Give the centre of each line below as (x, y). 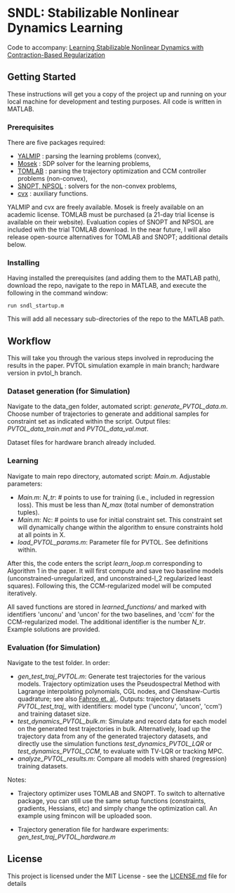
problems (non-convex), (52, 179)
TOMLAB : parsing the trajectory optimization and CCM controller (112, 171)
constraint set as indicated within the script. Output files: (89, 422)
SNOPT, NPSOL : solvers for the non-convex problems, (97, 186)
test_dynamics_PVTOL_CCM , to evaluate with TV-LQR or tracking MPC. (121, 752)
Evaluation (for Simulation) (54, 647)
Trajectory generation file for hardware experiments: (93, 830)
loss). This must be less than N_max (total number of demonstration (116, 505)
